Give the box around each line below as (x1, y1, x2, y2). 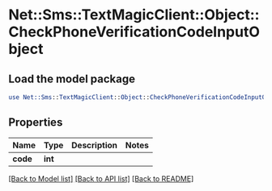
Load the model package (8, 72, 136, 85)
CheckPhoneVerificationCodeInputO (8, 23, 261, 41)
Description (71, 139, 117, 151)
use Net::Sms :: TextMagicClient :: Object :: (8, 93, 151, 102)
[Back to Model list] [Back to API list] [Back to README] (8, 173, 194, 183)
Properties (8, 115, 63, 130)
